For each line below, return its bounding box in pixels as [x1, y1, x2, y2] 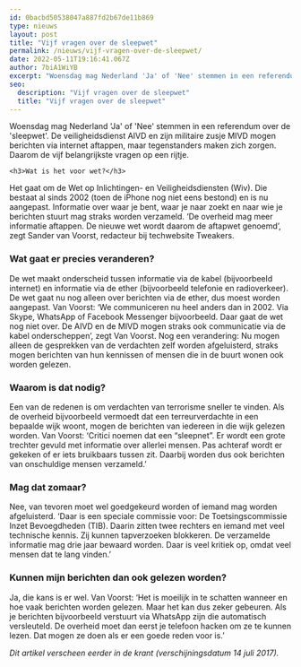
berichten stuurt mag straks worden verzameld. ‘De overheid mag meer [9, 212, 273, 222]
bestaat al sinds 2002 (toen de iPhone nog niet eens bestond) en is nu [9, 192, 269, 203]
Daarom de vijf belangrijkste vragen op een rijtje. [9, 150, 190, 160]
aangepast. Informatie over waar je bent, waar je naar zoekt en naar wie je [9, 202, 284, 212]
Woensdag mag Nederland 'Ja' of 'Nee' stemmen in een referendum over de [9, 121, 291, 132]
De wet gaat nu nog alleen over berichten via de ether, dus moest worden [9, 292, 280, 303]
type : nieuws [9, 22, 58, 30]
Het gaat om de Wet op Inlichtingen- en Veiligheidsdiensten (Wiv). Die [9, 183, 268, 194]
